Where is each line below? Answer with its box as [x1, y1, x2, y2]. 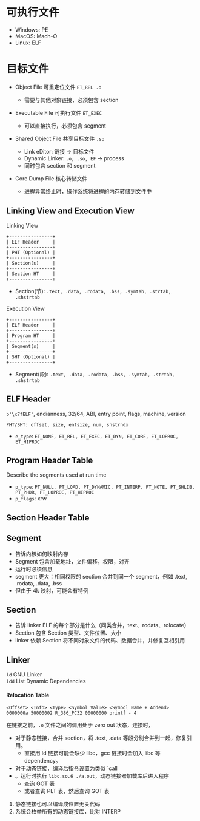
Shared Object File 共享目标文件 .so [15, 135, 105, 142]
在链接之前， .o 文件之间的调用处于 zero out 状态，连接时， [6, 721, 154, 729]
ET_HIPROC [15, 438, 41, 445]
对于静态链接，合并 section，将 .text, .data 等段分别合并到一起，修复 [15, 734, 187, 741]
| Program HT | [6, 332, 56, 339]
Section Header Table [6, 513, 90, 523]
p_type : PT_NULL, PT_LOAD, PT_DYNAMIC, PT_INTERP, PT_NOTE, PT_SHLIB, [15, 483, 195, 491]
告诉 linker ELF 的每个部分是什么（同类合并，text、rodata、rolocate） [15, 622, 190, 629]
